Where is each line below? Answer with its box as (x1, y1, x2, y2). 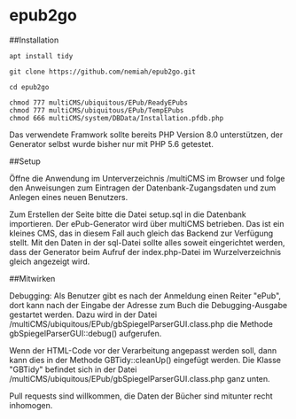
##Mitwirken (9, 273, 56, 283)
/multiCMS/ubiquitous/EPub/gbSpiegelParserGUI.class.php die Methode (9, 318, 273, 329)
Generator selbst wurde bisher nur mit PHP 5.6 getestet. (9, 138, 214, 149)
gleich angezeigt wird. (9, 256, 90, 267)
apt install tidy (9, 51, 74, 60)
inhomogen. (9, 400, 53, 410)
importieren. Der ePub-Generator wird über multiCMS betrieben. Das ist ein (9, 218, 284, 229)
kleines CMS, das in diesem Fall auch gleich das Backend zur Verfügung (9, 228, 274, 238)
